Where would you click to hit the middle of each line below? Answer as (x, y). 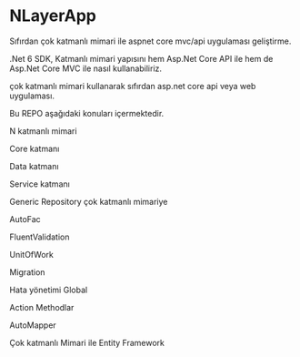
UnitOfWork (32, 254)
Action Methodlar (42, 307)
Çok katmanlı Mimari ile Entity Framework (87, 342)
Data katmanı (34, 166)
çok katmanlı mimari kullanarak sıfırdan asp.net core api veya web (133, 86)
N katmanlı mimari (43, 131)
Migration (27, 272)
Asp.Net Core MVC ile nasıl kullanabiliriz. (85, 68)
